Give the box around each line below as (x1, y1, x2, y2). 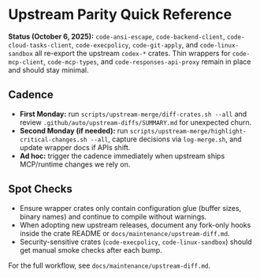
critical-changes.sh (19, 136, 87, 144)
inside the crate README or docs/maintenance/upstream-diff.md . (19, 228, 230, 238)
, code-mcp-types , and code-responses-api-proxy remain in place (43, 57, 251, 66)
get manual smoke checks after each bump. (19, 245, 163, 254)
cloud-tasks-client (8, 41, 72, 49)
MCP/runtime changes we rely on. (19, 160, 131, 169)
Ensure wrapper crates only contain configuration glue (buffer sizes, (19, 203, 242, 212)
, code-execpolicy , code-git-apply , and (71, 39, 199, 49)
